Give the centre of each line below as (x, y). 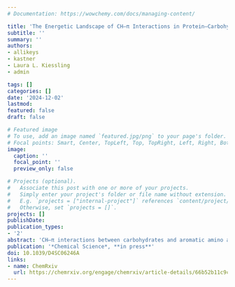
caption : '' (31, 156)
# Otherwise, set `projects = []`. (62, 207)
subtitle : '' (26, 33)
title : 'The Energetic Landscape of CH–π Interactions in (93, 26)
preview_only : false (43, 169)
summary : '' (24, 39)
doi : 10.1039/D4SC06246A (43, 253)
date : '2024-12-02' (36, 98)
